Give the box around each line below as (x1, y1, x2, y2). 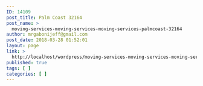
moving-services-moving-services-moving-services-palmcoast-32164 (11, 25, 182, 32)
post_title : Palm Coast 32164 (6, 15, 83, 21)
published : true (6, 59, 47, 65)
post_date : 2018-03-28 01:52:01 (6, 37, 88, 43)
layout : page (6, 43, 39, 49)
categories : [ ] (6, 71, 47, 77)
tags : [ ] (6, 65, 31, 71)
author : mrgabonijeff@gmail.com (6, 31, 88, 38)
